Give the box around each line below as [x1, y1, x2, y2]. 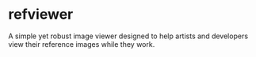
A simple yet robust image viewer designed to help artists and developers [8, 31, 248, 41]
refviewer [8, 5, 74, 23]
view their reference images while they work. [8, 39, 155, 48]
